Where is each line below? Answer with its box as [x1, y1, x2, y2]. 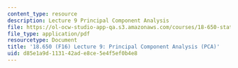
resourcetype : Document [7, 37, 78, 44]
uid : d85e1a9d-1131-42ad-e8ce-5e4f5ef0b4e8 [7, 50, 138, 57]
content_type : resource [7, 10, 78, 18]
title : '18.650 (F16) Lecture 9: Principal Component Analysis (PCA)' [7, 43, 220, 50]
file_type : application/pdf [7, 30, 91, 38]
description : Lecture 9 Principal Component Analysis [7, 17, 170, 24]
